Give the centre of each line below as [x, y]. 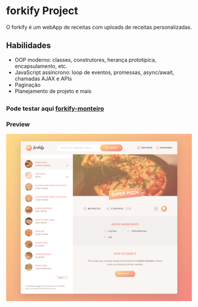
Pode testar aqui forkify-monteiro [55, 109]
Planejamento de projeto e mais [53, 91]
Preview [18, 125]
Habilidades [29, 46]
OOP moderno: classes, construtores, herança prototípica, [85, 59]
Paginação [28, 85]
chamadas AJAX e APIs [43, 78]
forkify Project [42, 11]
